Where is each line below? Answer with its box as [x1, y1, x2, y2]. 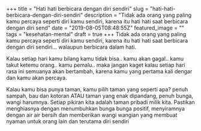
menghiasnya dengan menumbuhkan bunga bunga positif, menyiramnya [6, 105, 185, 112]
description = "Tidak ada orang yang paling [84, 11, 192, 19]
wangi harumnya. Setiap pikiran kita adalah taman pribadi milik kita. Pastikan [6, 99, 195, 106]
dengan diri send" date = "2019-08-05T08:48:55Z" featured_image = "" [6, 24, 184, 31]
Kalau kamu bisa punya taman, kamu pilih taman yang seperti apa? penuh [6, 86, 188, 93]
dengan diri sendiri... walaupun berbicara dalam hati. [6, 43, 137, 50]
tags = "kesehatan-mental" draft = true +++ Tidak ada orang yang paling [6, 31, 187, 38]
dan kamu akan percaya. [6, 75, 67, 81]
